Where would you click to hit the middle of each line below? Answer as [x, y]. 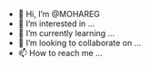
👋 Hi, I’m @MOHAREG [59, 14]
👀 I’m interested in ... [56, 24]
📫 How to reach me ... [60, 53]
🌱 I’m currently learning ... [66, 33]
